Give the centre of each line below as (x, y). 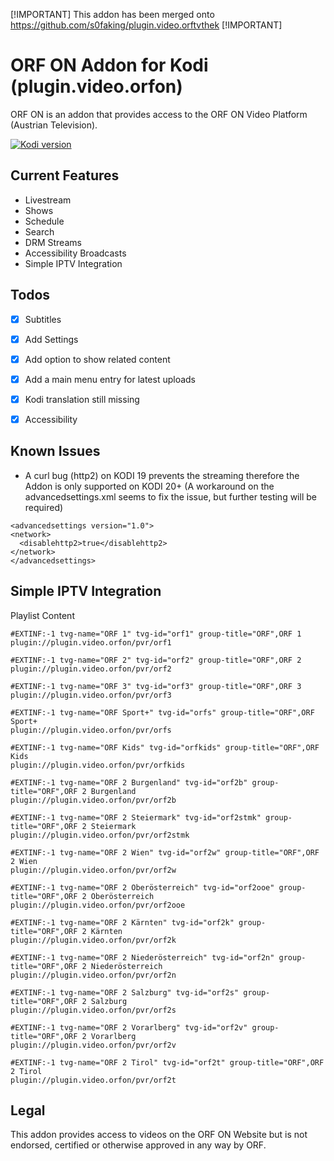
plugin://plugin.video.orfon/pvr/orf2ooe (98, 905)
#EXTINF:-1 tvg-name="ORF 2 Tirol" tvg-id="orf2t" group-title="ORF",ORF (167, 1062)
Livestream (48, 200)
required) (44, 507)
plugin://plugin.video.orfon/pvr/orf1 (91, 642)
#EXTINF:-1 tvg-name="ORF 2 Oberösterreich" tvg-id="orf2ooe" (142, 887)
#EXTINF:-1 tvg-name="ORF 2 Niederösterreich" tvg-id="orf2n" (142, 957)
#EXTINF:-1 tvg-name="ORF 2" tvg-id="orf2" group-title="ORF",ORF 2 (156, 660)
